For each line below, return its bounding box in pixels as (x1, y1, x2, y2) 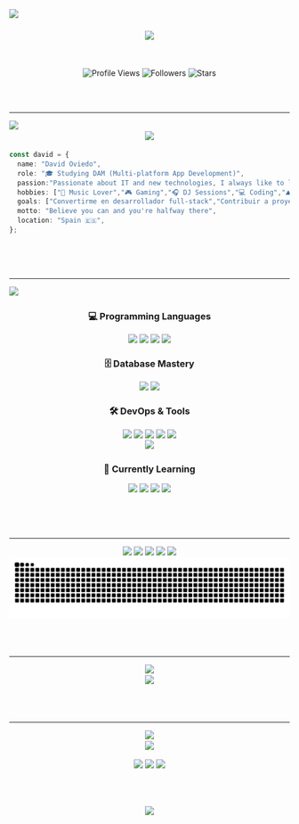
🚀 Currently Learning (103, 463, 196, 475)
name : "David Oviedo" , (17, 160, 101, 169)
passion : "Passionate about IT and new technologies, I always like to (17, 178, 285, 187)
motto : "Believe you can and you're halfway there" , (17, 207, 217, 216)
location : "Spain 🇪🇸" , (17, 216, 105, 226)
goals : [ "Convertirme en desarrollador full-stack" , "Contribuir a (17, 197, 269, 206)
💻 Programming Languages (87, 309, 212, 322)
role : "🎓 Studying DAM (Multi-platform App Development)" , (17, 169, 245, 177)
